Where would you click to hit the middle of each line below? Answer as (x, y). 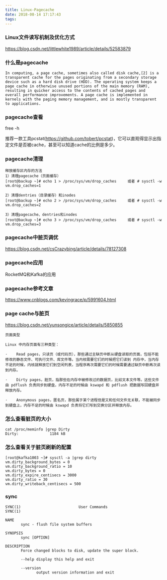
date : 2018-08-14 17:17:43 (33, 14)
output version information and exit (75, 572)
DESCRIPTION (17, 546)
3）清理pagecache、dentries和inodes (41, 214)
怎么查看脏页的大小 (28, 418)
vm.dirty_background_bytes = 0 (38, 462)
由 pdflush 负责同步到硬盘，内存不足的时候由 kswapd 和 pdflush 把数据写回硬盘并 (82, 385)
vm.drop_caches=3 (23, 224)
